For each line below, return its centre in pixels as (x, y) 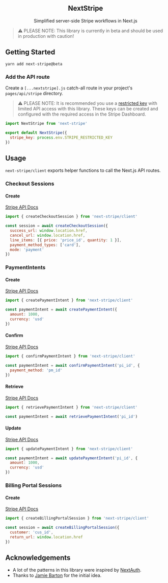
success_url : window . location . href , (49, 231)
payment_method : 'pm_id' (36, 370)
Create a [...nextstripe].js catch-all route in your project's (69, 88)
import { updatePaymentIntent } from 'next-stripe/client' (69, 449)
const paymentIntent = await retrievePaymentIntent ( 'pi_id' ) (72, 416)
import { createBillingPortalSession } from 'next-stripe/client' (77, 519)
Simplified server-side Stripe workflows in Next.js (86, 20)
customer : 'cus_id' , (32, 532)
